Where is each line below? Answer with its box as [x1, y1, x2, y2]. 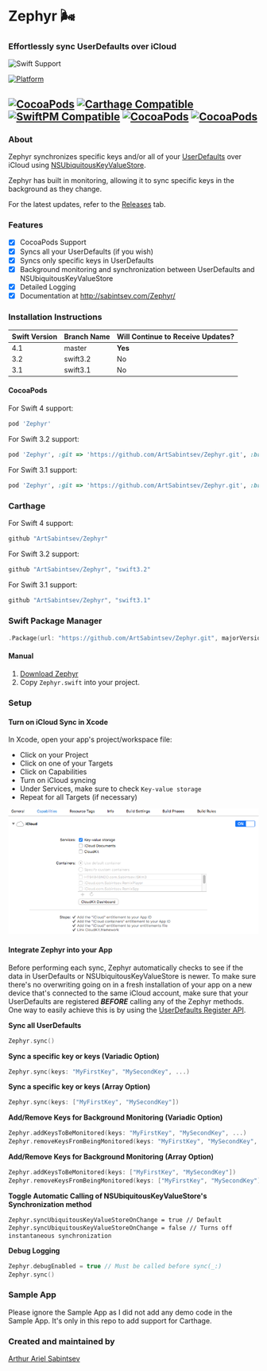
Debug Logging [8, 1245, 60, 1255]
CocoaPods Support [19, 237, 87, 247]
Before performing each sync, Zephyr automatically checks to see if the [8, 963, 244, 972]
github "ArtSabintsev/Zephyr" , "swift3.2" [8, 565, 151, 574]
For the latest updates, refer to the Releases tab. [8, 200, 166, 209]
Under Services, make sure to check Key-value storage [19, 784, 202, 793]
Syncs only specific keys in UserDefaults [19, 255, 154, 265]
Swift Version [11, 332, 58, 341]
